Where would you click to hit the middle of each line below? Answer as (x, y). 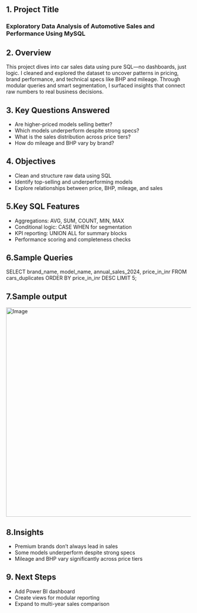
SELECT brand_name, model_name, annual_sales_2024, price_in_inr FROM (96, 272)
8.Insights (25, 532)
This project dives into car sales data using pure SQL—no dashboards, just (96, 67)
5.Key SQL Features (43, 207)
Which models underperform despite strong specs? (77, 130)
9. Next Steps (31, 577)
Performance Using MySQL (46, 33)
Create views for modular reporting (57, 597)
